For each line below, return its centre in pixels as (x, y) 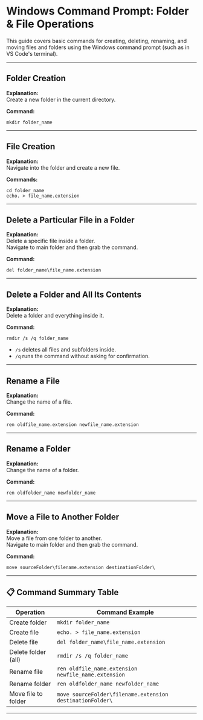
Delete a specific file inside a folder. (51, 241)
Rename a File (33, 381)
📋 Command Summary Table (63, 592)
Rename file (26, 672)
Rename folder (30, 684)
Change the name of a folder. (43, 470)
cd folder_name (25, 190)
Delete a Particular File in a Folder (70, 220)
